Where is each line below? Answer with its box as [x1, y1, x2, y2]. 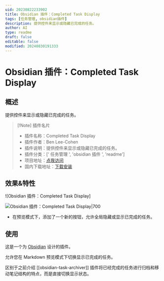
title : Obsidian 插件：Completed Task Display [5, 12, 100, 17]
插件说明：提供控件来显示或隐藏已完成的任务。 [24, 145, 120, 151]
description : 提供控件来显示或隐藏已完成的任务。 [5, 21, 97, 26]
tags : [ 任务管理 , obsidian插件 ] [5, 16, 67, 21]
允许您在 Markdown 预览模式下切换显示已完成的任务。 [5, 254, 116, 260]
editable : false [5, 39, 38, 44]
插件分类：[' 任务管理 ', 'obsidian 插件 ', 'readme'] [24, 151, 125, 157]
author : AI [5, 26, 28, 30]
